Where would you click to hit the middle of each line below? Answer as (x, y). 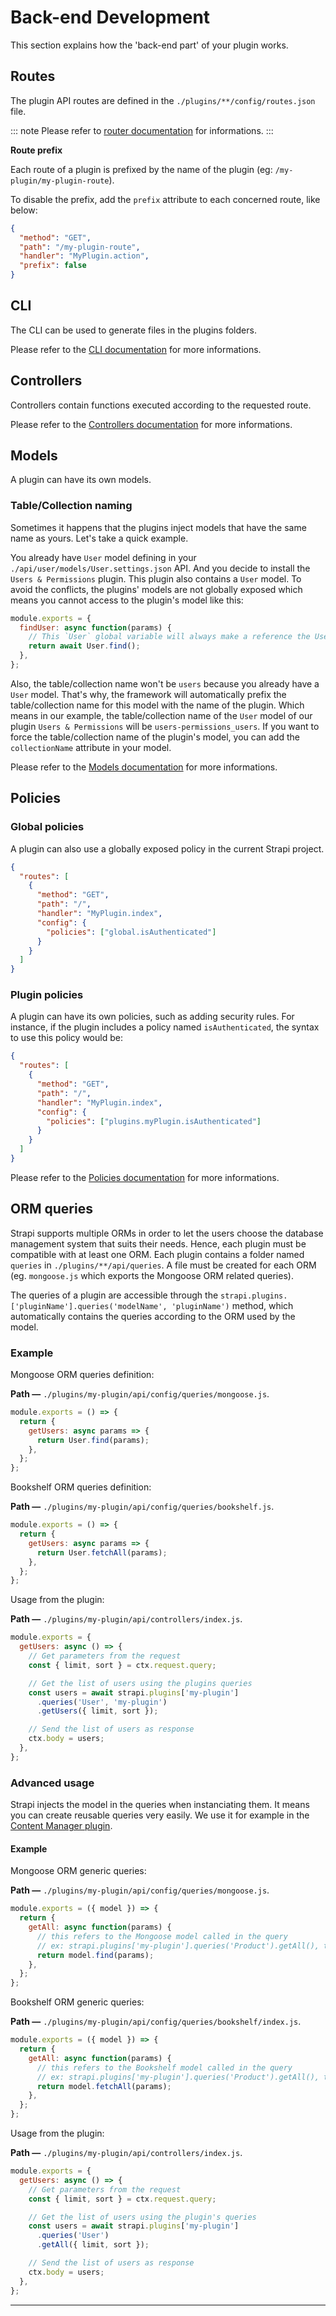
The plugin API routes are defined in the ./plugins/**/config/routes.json (163, 100)
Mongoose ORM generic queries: (78, 1871)
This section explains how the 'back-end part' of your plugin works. (149, 45)
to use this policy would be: (66, 1038)
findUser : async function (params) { (95, 627)
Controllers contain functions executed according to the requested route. (161, 405)
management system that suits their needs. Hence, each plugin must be (158, 1243)
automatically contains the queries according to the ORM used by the (153, 1316)
